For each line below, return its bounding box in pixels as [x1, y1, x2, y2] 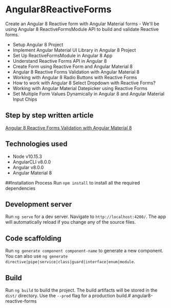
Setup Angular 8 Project [12, 41, 63, 47]
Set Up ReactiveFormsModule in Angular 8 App [12, 52, 113, 59]
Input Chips [12, 96, 37, 102]
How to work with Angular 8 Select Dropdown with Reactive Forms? [12, 80, 156, 86]
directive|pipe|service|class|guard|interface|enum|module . [5, 259, 135, 265]
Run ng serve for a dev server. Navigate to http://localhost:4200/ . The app [5, 213, 166, 220]
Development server [5, 200, 72, 209]
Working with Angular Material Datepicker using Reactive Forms [12, 85, 147, 91]
